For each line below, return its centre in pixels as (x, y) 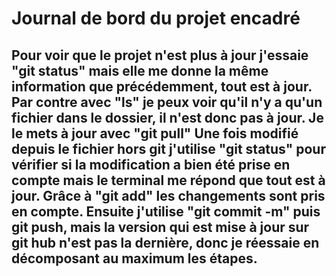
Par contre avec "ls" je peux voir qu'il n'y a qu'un (167, 102)
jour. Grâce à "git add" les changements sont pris (168, 195)
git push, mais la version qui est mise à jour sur (160, 227)
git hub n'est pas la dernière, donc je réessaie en (165, 242)
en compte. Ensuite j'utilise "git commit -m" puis (166, 211)
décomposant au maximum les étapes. (134, 258)
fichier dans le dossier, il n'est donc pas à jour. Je (167, 117)
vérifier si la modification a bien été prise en (151, 164)
